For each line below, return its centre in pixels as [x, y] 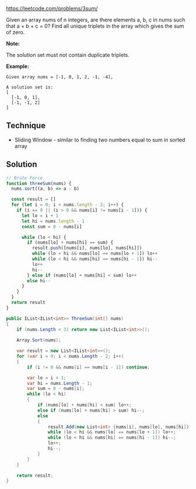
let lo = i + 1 [40, 216]
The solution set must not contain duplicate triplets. [68, 55]
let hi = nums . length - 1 [53, 221]
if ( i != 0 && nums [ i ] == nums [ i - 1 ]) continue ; [89, 367]
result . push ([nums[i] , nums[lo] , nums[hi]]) [87, 248]
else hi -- [39, 281]
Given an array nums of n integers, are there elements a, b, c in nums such [96, 20]
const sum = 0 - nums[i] [52, 227]
